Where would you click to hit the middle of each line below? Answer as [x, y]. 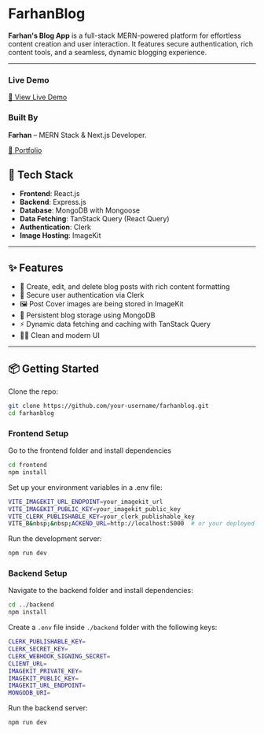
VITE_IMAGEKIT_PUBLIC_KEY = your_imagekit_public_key [94, 509]
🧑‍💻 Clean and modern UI [60, 335]
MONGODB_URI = [29, 693]
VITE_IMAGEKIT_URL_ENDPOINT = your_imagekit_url [86, 502]
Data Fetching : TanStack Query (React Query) [95, 219]
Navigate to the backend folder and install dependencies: [101, 591]
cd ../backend [31, 605]
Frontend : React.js [49, 194]
